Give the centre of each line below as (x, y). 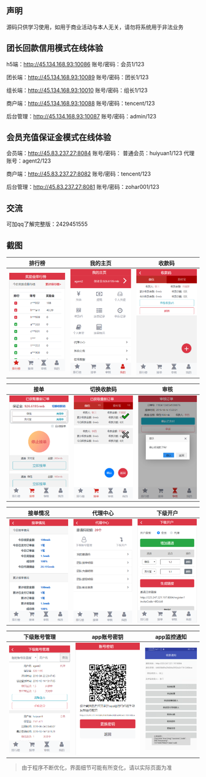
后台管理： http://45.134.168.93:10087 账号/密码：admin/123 (81, 116)
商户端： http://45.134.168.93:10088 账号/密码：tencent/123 (81, 103)
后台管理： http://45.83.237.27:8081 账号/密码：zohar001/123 (83, 187)
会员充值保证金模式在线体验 (59, 138)
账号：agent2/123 (29, 161)
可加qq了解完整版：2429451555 (47, 224)
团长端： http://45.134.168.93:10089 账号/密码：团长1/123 (78, 77)
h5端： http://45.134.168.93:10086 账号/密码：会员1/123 (75, 64)
